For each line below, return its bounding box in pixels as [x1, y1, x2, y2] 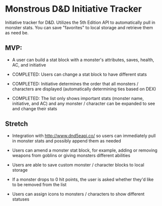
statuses [12, 196, 30, 202]
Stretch [5, 120, 28, 128]
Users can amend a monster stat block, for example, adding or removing [12, 147, 158, 153]
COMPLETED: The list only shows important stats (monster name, [12, 95, 144, 101]
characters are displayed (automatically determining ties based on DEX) [12, 86, 157, 92]
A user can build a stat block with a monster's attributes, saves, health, [12, 57, 154, 63]
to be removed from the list [12, 181, 67, 188]
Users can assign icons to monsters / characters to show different [12, 191, 145, 197]
